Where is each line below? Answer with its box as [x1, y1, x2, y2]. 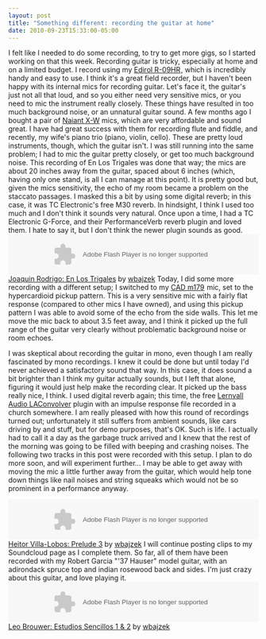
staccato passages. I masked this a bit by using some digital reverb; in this [8, 192, 252, 201]
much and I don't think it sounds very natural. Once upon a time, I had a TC [8, 208, 254, 219]
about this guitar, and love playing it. [8, 573, 127, 583]
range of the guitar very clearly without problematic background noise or [8, 325, 247, 335]
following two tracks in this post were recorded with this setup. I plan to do [8, 450, 253, 459]
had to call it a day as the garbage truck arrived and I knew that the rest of [8, 433, 251, 443]
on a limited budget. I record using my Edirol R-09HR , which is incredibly [8, 65, 246, 75]
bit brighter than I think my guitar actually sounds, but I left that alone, [8, 374, 236, 384]
